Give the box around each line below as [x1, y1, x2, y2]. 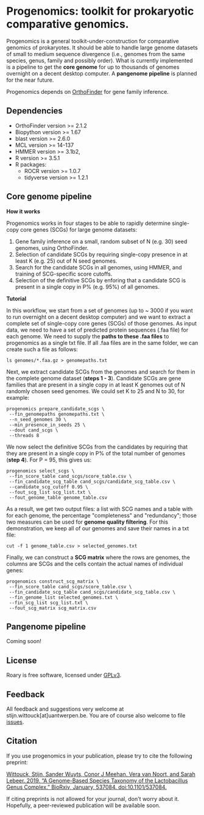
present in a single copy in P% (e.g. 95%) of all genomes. [15, 283, 160, 290]
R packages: [15, 160, 47, 168]
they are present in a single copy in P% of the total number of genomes [6, 449, 186, 457]
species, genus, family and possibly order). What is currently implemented [6, 57, 193, 64]
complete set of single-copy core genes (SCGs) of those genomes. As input [6, 319, 197, 327]
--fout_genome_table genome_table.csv [9, 494, 108, 500]
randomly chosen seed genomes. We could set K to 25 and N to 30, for [6, 387, 185, 394]
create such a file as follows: [6, 346, 78, 353]
